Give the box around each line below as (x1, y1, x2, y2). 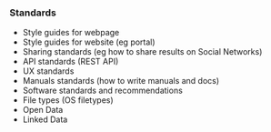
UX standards (22, 66, 75, 76)
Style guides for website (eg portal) (22, 36, 156, 47)
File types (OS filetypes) (22, 95, 114, 106)
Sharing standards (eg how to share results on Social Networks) (22, 46, 263, 57)
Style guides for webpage (22, 27, 120, 38)
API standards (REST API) (22, 56, 119, 67)
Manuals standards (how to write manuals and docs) (22, 76, 220, 86)
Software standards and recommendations (22, 85, 184, 96)
